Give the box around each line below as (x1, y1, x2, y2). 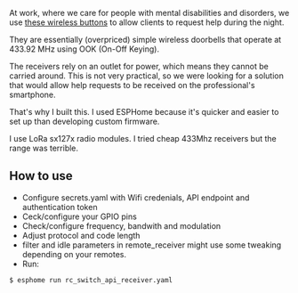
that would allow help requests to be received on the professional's (9, 80, 255, 90)
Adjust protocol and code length (21, 230, 141, 240)
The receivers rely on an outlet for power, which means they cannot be (9, 61, 269, 71)
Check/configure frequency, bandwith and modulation (21, 220, 221, 231)
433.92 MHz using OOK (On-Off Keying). (9, 44, 160, 54)
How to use (9, 168, 73, 183)
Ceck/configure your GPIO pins (21, 211, 138, 222)
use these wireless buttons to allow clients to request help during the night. (9, 17, 285, 28)
